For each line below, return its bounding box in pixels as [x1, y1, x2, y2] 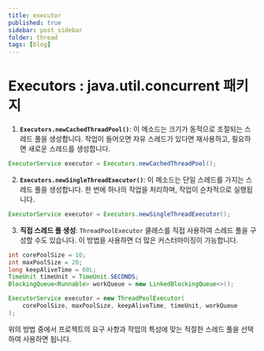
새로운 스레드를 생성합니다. [28, 144, 111, 153]
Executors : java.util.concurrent [8, 77, 221, 95]
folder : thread [8, 33, 58, 42]
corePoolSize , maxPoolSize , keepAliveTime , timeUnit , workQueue [22, 302, 238, 310]
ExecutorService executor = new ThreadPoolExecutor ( [8, 294, 185, 303]
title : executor [8, 11, 61, 20]
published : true [8, 19, 61, 27]
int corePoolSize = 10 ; [8, 251, 87, 259]
